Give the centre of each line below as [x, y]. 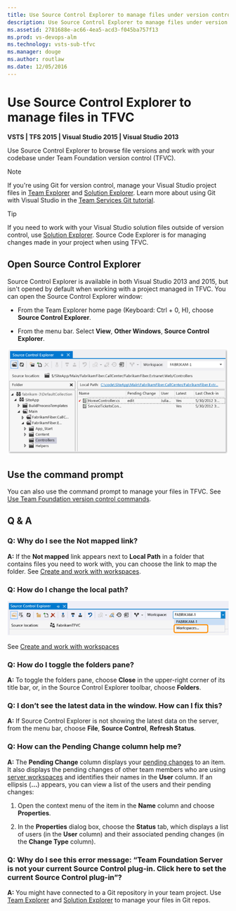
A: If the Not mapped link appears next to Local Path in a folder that [106, 556]
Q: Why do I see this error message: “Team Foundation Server [115, 860]
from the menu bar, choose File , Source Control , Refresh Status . [102, 728]
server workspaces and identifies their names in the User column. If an [110, 777]
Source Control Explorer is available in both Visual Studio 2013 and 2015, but [118, 281]
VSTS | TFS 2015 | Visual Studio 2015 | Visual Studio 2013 [93, 136]
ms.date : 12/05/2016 [38, 67]
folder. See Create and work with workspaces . [74, 571]
